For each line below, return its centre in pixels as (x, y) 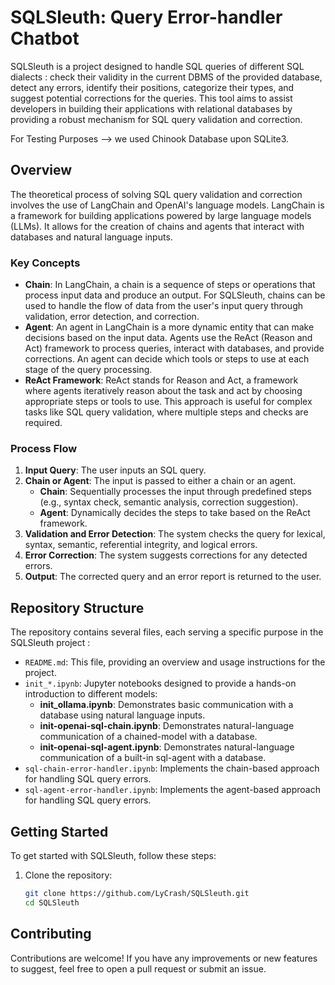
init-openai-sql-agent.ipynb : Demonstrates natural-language (167, 747)
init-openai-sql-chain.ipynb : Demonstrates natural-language (167, 726)
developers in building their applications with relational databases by (151, 108)
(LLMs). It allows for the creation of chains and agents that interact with (157, 226)
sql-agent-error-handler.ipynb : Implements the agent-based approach (172, 790)
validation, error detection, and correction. (112, 317)
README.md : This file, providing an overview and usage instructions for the (175, 662)
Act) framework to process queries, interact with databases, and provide (174, 348)
